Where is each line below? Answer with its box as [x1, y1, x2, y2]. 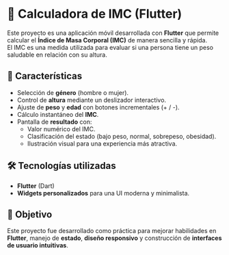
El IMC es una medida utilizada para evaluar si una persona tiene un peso [7, 43, 214, 51]
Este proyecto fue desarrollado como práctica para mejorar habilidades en [7, 227, 217, 235]
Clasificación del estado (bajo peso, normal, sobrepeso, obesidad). [27, 132, 217, 140]
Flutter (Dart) [16, 181, 55, 190]
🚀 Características [7, 70, 83, 82]
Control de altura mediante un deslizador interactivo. [16, 96, 166, 104]
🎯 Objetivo [7, 209, 53, 220]
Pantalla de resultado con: [16, 118, 92, 126]
